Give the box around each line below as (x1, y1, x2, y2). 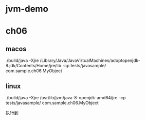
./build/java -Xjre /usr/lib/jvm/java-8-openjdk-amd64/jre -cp (5, 95, 126, 100)
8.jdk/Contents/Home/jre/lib (5, 63, 61, 69)
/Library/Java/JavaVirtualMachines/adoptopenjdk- (40, 58, 141, 63)
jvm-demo (5, 3, 49, 15)
